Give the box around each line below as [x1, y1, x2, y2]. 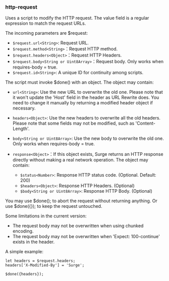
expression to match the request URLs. [5, 20, 86, 26]
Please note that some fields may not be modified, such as [12, 120, 135, 127]
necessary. [12, 105, 36, 111]
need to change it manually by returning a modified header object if [12, 100, 153, 106]
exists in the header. [12, 239, 54, 245]
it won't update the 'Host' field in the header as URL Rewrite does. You [12, 94, 159, 100]
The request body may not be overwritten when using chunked [12, 223, 144, 229]
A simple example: [5, 249, 44, 255]
